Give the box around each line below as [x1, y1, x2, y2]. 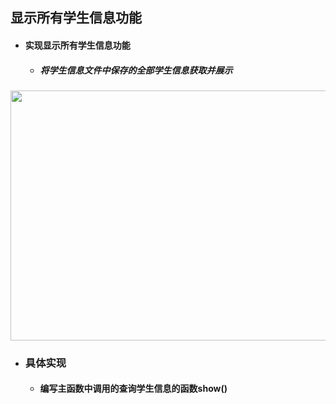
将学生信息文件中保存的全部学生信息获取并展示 [39, 64, 233, 76]
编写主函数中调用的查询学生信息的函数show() [39, 383, 228, 395]
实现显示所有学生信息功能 [24, 39, 131, 51]
